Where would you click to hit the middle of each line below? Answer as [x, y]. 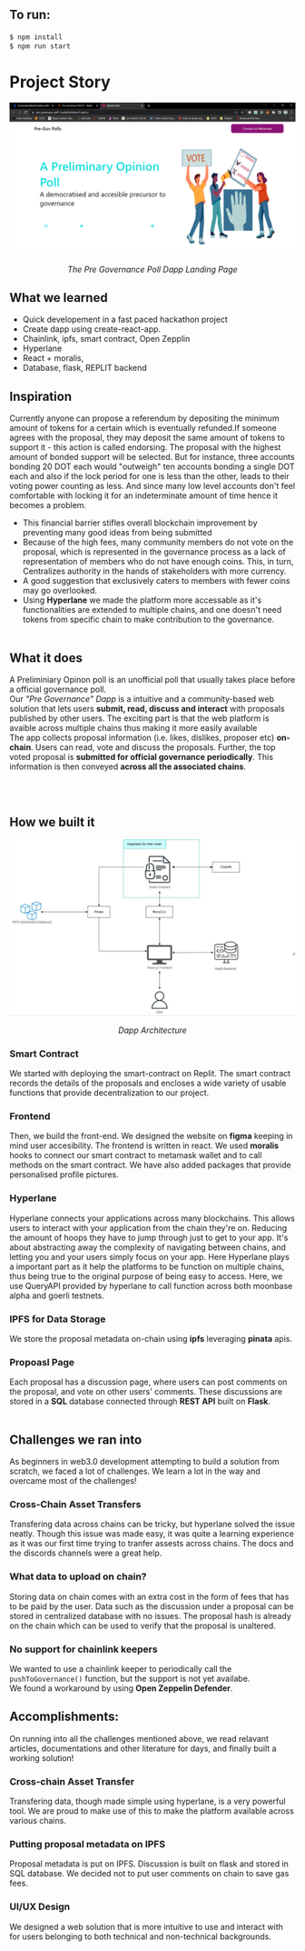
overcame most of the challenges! [73, 1481]
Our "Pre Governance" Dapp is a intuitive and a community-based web [142, 698]
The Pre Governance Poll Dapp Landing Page [152, 269]
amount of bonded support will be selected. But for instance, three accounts [152, 457]
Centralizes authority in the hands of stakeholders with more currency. [154, 571]
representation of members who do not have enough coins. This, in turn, [158, 562]
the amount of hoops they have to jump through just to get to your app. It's [149, 1237]
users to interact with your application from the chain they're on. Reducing [148, 1227]
